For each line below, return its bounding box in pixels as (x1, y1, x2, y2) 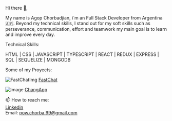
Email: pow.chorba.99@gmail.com (5, 110, 78, 115)
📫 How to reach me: (5, 97, 49, 103)
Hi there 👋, (5, 5, 28, 11)
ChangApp (25, 87, 48, 92)
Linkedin (5, 104, 24, 110)
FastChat (38, 77, 58, 83)
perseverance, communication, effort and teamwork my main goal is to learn (5, 26, 167, 32)
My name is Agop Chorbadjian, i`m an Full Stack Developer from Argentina (5, 15, 163, 21)
